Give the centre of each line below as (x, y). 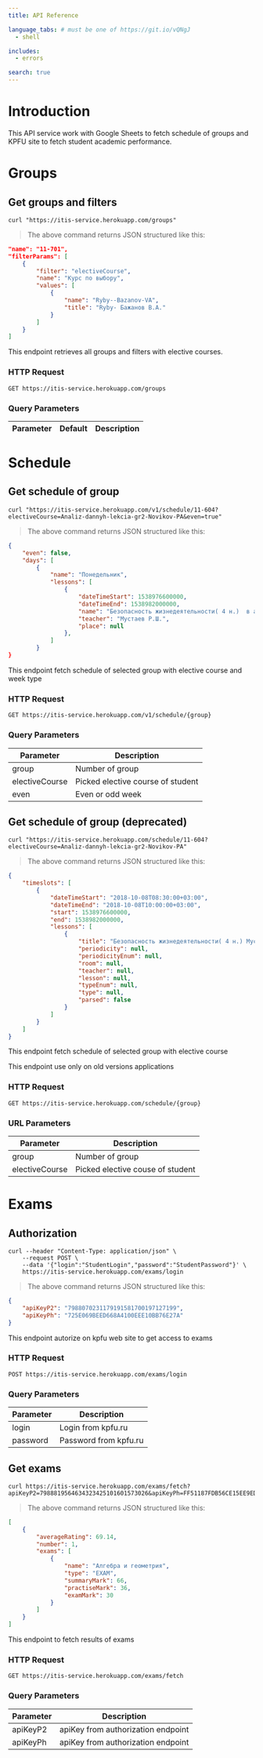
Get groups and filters (63, 202)
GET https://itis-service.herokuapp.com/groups (87, 388)
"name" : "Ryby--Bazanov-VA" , (111, 300)
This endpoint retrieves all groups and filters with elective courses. (115, 352)
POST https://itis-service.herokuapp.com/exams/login (98, 1374)
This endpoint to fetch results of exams (71, 1639)
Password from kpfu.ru (101, 1441)
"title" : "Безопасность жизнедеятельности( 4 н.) (160, 942)
